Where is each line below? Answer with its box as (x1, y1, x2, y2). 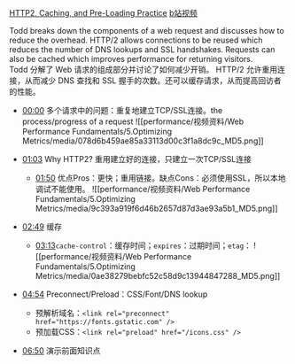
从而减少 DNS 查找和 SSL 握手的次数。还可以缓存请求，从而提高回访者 (24, 75, 282, 86)
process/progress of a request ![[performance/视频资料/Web (21, 116, 245, 127)
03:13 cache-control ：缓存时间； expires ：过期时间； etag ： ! (35, 240, 257, 251)
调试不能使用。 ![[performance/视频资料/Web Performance (35, 184, 251, 194)
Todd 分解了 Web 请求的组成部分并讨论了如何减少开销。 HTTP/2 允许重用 (9, 65, 277, 74)
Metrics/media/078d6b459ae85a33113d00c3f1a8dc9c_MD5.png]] (21, 136, 264, 146)
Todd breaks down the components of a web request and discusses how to (9, 26, 285, 35)
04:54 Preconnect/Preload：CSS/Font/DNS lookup (21, 289, 208, 299)
